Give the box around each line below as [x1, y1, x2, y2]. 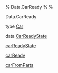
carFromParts [5, 62, 34, 68]
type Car [5, 23, 24, 29]
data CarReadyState [5, 33, 47, 39]
